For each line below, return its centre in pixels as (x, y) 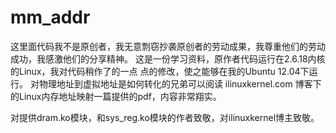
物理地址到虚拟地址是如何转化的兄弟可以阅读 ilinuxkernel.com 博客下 (180, 83)
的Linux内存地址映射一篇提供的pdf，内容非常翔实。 (116, 96)
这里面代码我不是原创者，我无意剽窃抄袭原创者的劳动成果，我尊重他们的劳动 (168, 46)
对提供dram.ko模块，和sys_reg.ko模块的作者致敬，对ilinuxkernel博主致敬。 (165, 117)
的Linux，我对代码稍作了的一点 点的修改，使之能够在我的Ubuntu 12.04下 (160, 71)
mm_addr (50, 17)
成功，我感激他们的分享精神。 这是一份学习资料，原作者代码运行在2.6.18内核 (168, 58)
